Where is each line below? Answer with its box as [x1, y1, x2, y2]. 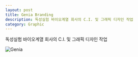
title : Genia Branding [5, 12, 53, 17]
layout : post [5, 7, 33, 13]
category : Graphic [5, 21, 44, 27]
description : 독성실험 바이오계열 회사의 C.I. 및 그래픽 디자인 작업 [5, 17, 133, 22]
